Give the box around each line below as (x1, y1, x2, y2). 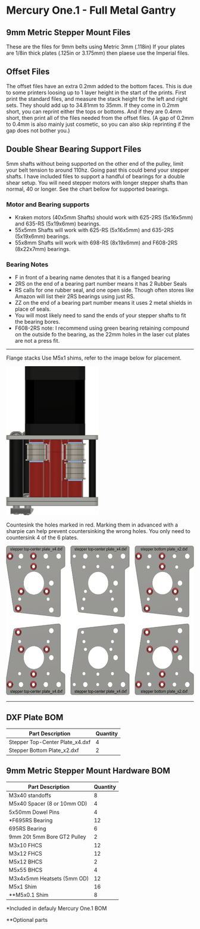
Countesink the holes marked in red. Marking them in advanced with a (6, 521, 179, 528)
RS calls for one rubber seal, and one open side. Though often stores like (14, 287, 194, 294)
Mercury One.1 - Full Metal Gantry (6, 4, 176, 17)
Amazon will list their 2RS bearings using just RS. (14, 293, 135, 300)
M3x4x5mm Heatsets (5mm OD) (8, 875, 89, 882)
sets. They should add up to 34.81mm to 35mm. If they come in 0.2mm (6, 101, 180, 109)
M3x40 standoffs (8, 792, 52, 799)
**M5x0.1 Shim (8, 891, 49, 899)
